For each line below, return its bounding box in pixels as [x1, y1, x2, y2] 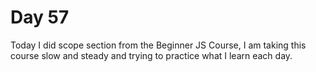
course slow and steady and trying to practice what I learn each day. [10, 49, 293, 61]
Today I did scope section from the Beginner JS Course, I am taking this [10, 39, 307, 51]
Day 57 [10, 6, 70, 29]
